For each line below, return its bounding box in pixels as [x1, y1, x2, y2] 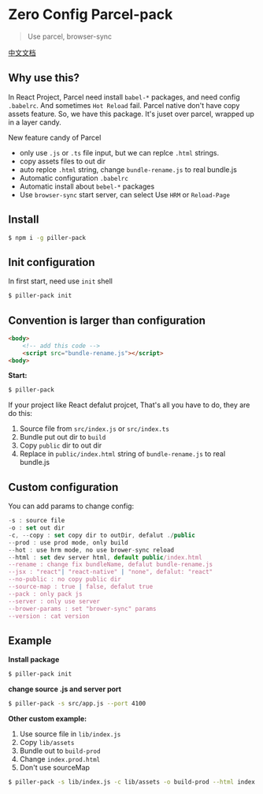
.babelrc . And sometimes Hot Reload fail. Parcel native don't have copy [8, 100, 240, 110]
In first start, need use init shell [8, 276, 113, 286]
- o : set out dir [8, 524, 65, 532]
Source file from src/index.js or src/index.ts [19, 424, 169, 433]
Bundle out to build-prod [19, 746, 101, 755]
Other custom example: [8, 713, 87, 723]
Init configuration [8, 255, 95, 269]
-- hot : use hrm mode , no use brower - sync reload [8, 546, 175, 554]
